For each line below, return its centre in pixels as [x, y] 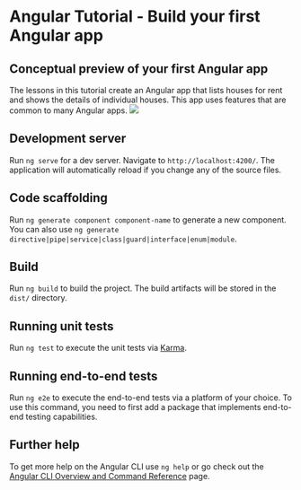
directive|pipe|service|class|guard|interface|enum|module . [123, 239]
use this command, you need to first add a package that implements [135, 407]
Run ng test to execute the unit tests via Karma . [98, 348]
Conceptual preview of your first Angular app [139, 69]
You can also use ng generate [64, 229]
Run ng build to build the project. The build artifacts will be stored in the [143, 288]
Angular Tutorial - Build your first [135, 17]
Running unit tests [62, 326]
